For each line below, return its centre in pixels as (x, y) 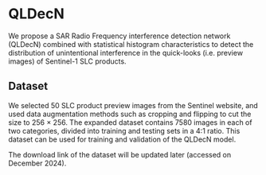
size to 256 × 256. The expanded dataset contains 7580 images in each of (130, 122)
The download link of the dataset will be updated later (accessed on (120, 154)
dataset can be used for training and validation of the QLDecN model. (122, 139)
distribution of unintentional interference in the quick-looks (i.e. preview (126, 52)
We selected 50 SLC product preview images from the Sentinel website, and (133, 105)
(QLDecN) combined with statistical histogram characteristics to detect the (131, 44)
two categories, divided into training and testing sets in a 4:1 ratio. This (124, 130)
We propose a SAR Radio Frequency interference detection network (119, 36)
